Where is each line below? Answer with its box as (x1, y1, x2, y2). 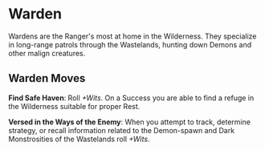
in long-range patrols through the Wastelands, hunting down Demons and (8, 39, 251, 49)
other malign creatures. (8, 48, 86, 58)
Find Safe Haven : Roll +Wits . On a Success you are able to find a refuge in (8, 93, 255, 103)
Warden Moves (8, 71, 86, 85)
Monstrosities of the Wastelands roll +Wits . (8, 134, 150, 144)
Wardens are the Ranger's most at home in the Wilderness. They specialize (8, 31, 257, 41)
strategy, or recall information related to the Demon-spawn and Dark (8, 125, 235, 135)
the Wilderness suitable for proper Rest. (8, 101, 141, 111)
